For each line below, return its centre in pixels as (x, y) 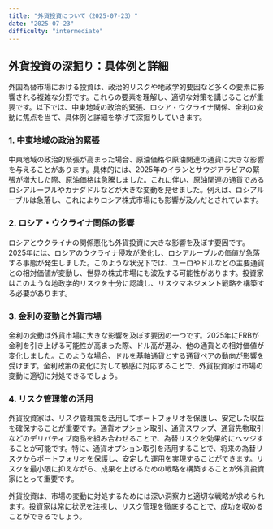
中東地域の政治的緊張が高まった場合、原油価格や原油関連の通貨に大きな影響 (136, 160)
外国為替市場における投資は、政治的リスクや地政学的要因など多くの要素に (133, 87)
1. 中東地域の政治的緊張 (54, 140)
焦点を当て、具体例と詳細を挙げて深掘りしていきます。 (115, 118)
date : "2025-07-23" (41, 24)
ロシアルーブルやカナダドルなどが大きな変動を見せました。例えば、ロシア (133, 190)
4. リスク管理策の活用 (51, 399)
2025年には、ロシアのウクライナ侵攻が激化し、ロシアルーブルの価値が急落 (134, 252)
